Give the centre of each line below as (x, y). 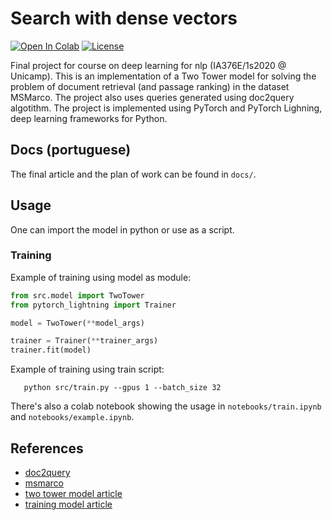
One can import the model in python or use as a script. (122, 229)
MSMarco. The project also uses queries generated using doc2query (152, 97)
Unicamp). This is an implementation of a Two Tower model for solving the (163, 76)
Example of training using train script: (87, 369)
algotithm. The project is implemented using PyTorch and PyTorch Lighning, (166, 108)
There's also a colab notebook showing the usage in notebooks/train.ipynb (166, 406)
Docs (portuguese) (71, 150)
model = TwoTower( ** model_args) (77, 323)
